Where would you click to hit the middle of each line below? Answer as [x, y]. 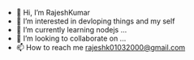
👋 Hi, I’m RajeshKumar [53, 13]
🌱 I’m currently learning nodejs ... [71, 30]
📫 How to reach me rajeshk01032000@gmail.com [101, 47]
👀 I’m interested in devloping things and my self [95, 21]
